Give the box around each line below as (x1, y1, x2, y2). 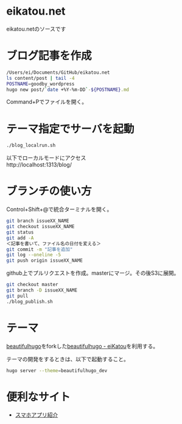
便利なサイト (6, 390, 71, 404)
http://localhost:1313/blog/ (6, 161, 72, 168)
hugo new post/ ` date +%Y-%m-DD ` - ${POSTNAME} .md (6, 87, 130, 93)
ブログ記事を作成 (6, 49, 93, 63)
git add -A (6, 235, 34, 241)
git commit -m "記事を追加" (6, 246, 73, 253)
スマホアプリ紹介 (15, 411, 58, 419)
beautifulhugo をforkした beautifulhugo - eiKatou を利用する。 (6, 342, 159, 350)
